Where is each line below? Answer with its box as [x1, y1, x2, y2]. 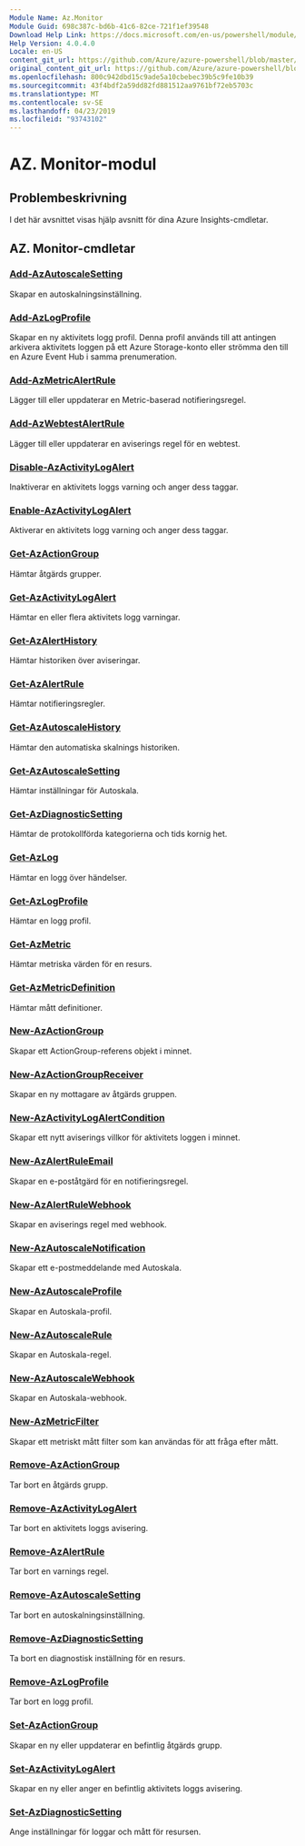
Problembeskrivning [9, 190, 127, 206]
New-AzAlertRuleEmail [9, 1155, 113, 1167]
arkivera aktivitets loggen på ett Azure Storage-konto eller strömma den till [9, 342, 289, 353]
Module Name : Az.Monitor [9, 13, 103, 23]
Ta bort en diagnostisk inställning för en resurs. [9, 1653, 186, 1664]
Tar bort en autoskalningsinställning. [9, 1609, 145, 1620]
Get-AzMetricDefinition [9, 982, 116, 994]
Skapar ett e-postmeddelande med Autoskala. [9, 1262, 182, 1274]
